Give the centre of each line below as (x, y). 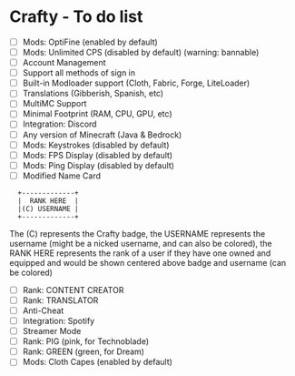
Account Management (64, 63)
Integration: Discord (59, 124)
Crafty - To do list (76, 17)
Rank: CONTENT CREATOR (73, 290)
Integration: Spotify (59, 321)
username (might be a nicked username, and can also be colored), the (141, 243)
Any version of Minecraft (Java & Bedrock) (102, 135)
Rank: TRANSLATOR (60, 300)
